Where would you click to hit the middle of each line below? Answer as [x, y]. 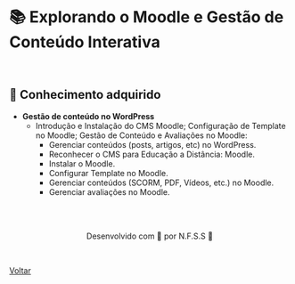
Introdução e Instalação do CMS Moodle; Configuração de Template [161, 126]
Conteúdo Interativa [85, 42]
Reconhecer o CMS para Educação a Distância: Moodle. [152, 154]
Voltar [20, 270]
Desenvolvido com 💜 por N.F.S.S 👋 [150, 236]
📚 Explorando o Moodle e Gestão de [147, 17]
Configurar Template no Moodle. [108, 173]
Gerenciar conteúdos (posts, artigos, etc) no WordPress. [152, 144]
